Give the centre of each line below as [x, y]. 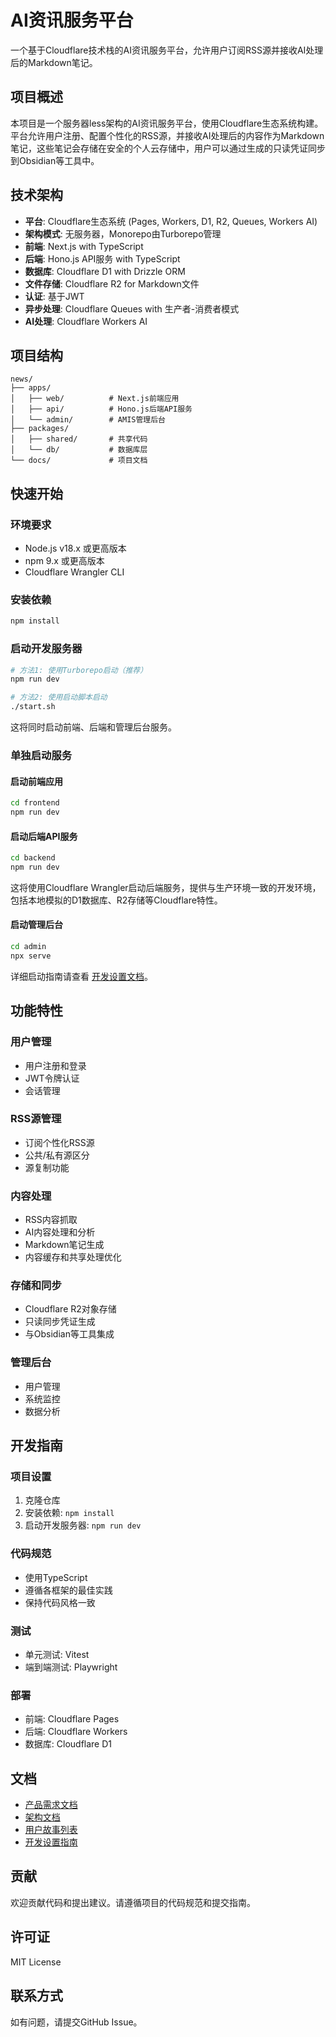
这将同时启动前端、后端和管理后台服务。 [93, 727]
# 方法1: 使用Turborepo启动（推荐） [79, 670]
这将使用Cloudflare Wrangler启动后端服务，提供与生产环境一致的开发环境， [166, 887]
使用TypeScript [56, 1577]
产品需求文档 [51, 1805]
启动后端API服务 [44, 836]
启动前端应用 [36, 781]
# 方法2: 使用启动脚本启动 [59, 697]
